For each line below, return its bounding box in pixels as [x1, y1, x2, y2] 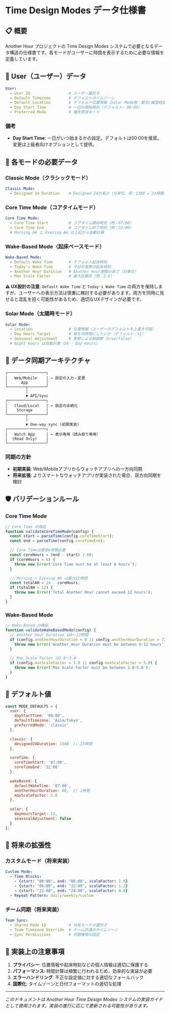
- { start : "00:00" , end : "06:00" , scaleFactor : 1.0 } [14, 879, 128, 884]
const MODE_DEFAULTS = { [5, 704, 58, 709]
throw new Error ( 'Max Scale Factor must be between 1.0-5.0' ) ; [14, 665, 151, 670]
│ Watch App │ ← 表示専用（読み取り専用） [5, 432, 101, 437]
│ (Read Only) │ [5, 436, 49, 441]
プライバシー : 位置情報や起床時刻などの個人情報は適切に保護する [12, 962, 148, 968]
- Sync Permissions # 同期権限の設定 [10, 932, 100, 937]
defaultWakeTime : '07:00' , [14, 783, 71, 788]
